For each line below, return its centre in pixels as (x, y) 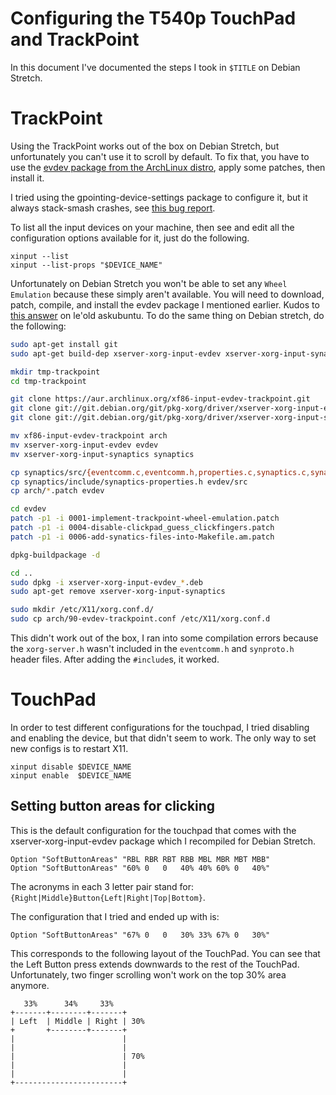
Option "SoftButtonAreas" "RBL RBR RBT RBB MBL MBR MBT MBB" (140, 859)
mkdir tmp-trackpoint (55, 372)
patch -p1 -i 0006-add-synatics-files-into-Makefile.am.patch (142, 537)
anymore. (30, 985)
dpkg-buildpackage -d (55, 555)
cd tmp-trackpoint (48, 381)
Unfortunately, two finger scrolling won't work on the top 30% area (148, 974)
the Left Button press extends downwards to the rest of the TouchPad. (155, 964)
